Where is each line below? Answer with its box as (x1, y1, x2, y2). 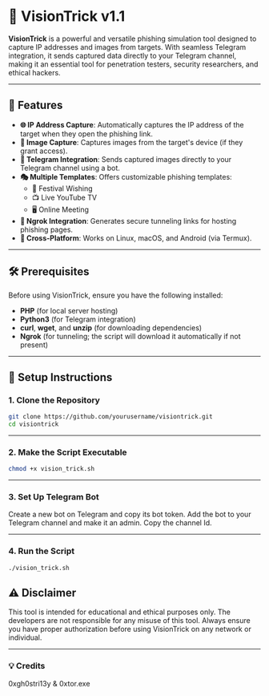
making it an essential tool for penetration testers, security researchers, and (8, 59, 259, 69)
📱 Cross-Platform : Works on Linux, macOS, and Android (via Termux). (19, 233, 252, 243)
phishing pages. (19, 225, 74, 234)
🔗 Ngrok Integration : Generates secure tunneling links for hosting (19, 216, 237, 225)
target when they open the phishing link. (19, 128, 154, 139)
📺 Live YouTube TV (31, 192, 98, 202)
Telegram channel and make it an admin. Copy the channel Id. (8, 518, 212, 528)
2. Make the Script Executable (8, 447, 127, 458)
